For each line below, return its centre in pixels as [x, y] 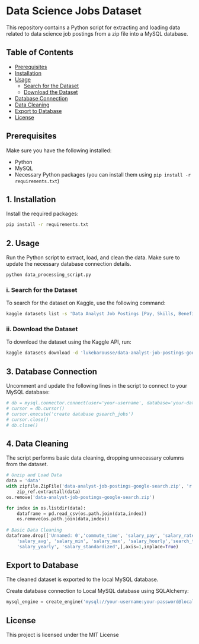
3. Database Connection [52, 371]
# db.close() [22, 425]
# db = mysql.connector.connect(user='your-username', [75, 403]
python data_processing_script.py [49, 275]
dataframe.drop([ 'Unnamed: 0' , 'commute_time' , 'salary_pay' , [83, 536]
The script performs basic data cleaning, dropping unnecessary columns [95, 458]
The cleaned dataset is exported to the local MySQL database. [82, 579]
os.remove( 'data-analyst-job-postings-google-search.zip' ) [81, 497]
